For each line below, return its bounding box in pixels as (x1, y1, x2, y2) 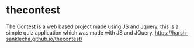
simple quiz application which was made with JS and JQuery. (6, 29, 154, 36)
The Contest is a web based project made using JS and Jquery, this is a (6, 23, 179, 30)
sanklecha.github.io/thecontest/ (6, 35, 83, 42)
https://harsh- (154, 29, 189, 36)
